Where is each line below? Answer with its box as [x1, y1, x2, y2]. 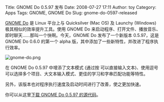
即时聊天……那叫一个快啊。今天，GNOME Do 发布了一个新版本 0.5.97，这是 [5, 33, 159, 38]
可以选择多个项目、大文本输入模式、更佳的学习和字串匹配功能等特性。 [5, 71, 148, 76]
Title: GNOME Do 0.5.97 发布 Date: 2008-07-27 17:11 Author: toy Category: [5, 4, 157, 10]
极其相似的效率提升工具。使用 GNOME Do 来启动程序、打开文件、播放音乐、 [5, 26, 161, 32]
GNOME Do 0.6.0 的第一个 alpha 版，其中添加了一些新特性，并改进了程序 [5, 38, 154, 44]
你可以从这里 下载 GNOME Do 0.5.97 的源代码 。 [5, 92, 101, 98]
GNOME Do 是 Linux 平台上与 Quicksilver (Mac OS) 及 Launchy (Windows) [5, 20, 157, 26]
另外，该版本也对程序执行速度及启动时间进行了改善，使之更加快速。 [5, 81, 144, 87]
